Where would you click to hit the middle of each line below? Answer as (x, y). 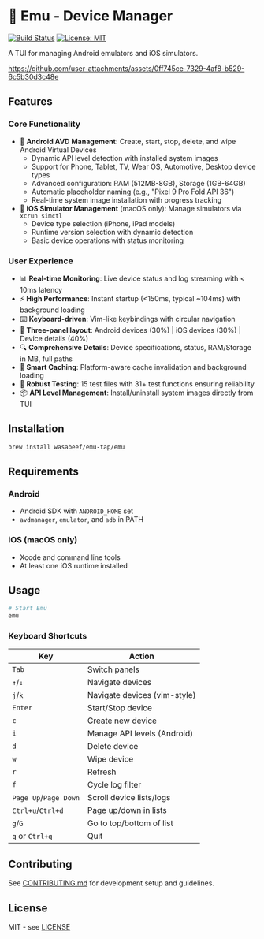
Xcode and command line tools (70, 557)
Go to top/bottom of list (130, 823)
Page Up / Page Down (46, 798)
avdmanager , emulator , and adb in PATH (82, 520)
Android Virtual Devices (58, 150)
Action (142, 656)
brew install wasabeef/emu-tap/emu (67, 447)
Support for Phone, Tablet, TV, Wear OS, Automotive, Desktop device (143, 166)
